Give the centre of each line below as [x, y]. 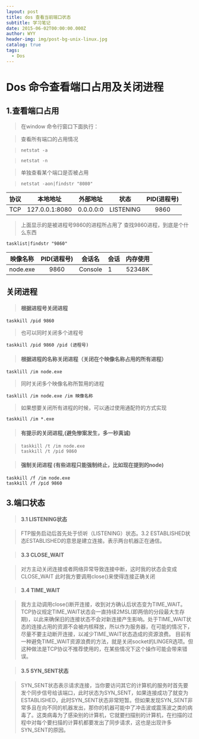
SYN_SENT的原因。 [45, 730]
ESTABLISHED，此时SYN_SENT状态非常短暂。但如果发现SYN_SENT [104, 700]
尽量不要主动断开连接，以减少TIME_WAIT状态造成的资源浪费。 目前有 [106, 634]
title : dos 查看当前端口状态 [39, 17]
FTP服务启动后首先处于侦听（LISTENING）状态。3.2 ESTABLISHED [103, 533]
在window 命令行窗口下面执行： [60, 126]
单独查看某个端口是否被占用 [55, 172]
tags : [13, 51]
